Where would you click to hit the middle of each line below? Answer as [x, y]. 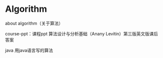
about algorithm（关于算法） [34, 23]
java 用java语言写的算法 [29, 50]
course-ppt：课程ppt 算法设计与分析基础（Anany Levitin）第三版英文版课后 [82, 33]
